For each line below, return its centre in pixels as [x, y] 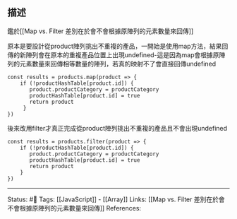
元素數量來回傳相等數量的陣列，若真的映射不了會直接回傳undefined [118, 64]
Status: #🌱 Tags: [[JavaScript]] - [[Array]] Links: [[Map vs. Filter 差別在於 [113, 199]
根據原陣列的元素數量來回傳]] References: [80, 208]
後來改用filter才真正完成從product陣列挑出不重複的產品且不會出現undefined [117, 128]
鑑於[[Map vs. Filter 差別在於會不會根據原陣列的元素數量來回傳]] [101, 31]
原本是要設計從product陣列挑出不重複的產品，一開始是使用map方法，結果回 [118, 46]
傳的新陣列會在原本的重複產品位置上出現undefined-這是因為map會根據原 [113, 54]
